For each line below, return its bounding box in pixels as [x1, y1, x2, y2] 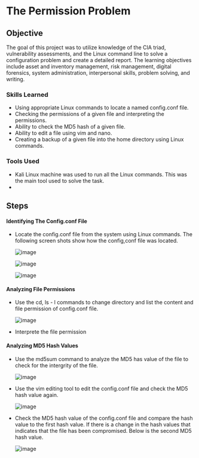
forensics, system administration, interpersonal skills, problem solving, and [6, 69, 190, 76]
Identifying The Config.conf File [6, 217, 88, 225]
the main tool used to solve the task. [14, 177, 105, 184]
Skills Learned [6, 90, 49, 99]
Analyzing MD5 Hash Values [6, 342, 79, 349]
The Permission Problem [6, 4, 131, 18]
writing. [6, 76, 25, 83]
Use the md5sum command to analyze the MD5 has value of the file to [14, 355, 189, 362]
